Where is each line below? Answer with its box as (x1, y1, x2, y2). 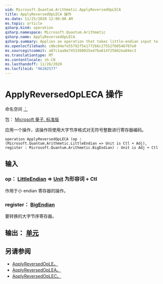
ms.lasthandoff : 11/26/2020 (5, 62, 62, 67)
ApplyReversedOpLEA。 (12, 267, 61, 273)
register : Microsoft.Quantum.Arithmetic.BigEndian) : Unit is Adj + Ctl (5, 145, 159, 150)
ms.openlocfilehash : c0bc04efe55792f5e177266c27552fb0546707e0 (5, 44, 137, 48)
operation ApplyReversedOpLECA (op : (5, 137, 82, 142)
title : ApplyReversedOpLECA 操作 (5, 12, 72, 17)
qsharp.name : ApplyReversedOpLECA (5, 35, 76, 40)
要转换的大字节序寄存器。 (5, 213, 57, 219)
